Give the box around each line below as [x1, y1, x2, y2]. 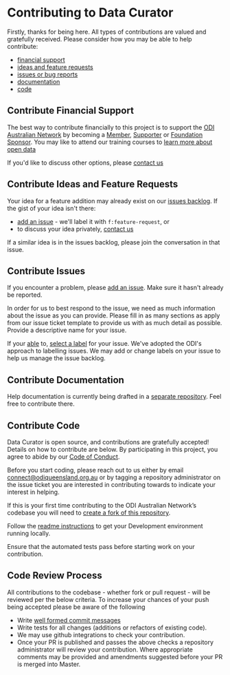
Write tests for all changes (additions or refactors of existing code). [16, 623, 207, 632]
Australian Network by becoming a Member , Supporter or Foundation [7, 130, 203, 138]
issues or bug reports [16, 70, 78, 79]
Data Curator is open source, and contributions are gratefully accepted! [7, 438, 209, 446]
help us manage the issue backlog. [7, 354, 106, 362]
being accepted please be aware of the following [7, 603, 146, 611]
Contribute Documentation [7, 374, 125, 386]
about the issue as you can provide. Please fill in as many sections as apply [7, 311, 220, 320]
